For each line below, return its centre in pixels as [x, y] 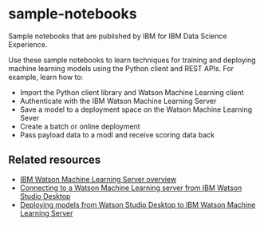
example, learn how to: [46, 77]
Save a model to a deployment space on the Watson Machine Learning [136, 109]
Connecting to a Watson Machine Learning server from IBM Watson [131, 188]
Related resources [55, 160]
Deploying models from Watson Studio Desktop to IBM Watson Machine [138, 204]
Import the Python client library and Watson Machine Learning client [132, 92]
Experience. [28, 44]
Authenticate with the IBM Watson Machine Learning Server [118, 101]
